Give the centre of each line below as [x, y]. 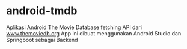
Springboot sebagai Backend [42, 40]
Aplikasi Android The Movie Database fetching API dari [74, 27]
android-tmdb [42, 11]
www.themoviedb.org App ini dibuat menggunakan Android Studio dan [94, 33]
